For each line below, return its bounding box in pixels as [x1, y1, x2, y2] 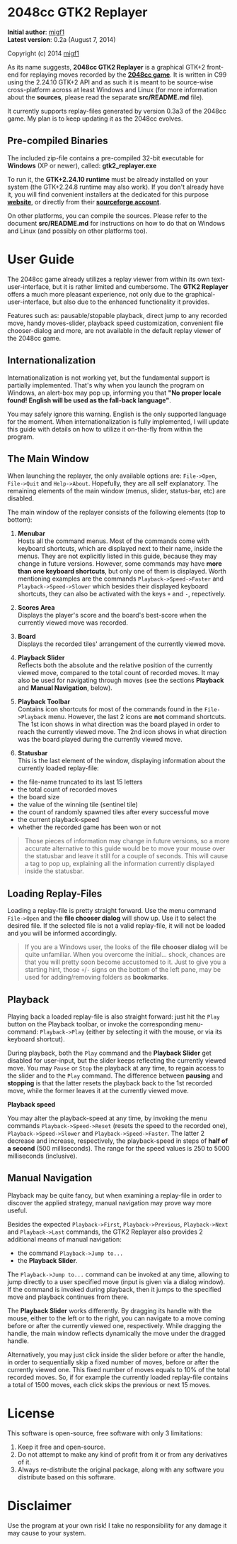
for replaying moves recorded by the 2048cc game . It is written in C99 [20, 70, 227, 79]
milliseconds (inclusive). [7, 1151, 78, 1160]
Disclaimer [7, 1497, 72, 1513]
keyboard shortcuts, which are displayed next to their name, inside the [17, 544, 223, 553]
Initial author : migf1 [7, 28, 65, 36]
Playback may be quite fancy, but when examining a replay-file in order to [7, 1190, 222, 1200]
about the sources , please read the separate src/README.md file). [7, 93, 204, 102]
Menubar [17, 530, 46, 538]
